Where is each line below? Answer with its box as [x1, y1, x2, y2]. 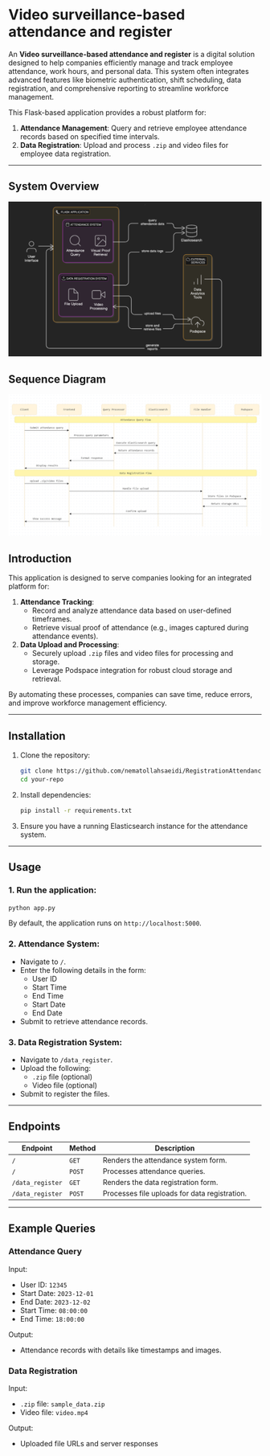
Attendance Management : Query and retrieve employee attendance [19, 123, 247, 133]
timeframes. [31, 614, 72, 624]
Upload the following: [19, 1064, 91, 1073]
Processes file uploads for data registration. [102, 1188, 247, 1199]
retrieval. [31, 674, 62, 684]
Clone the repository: [19, 750, 91, 761]
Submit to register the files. [19, 1089, 110, 1099]
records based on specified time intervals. [19, 131, 160, 141]
